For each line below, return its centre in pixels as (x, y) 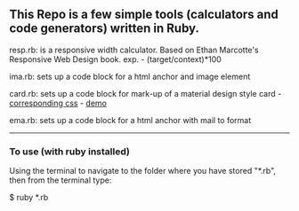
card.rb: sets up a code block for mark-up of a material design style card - (145, 93)
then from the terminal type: (61, 180)
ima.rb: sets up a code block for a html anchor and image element (130, 76)
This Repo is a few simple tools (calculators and (144, 15)
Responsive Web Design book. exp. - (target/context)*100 (116, 59)
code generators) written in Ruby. (105, 29)
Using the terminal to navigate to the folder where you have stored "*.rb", (143, 171)
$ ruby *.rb (29, 198)
